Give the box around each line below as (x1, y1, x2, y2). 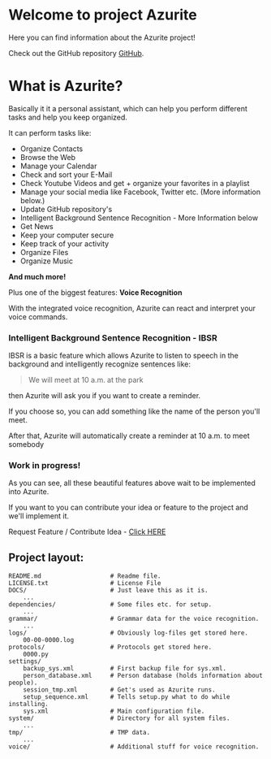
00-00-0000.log (23, 636, 75, 644)
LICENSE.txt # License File (8, 579, 161, 588)
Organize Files (19, 247, 69, 257)
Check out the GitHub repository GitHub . (8, 48, 144, 58)
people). (8, 679, 38, 687)
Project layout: (8, 550, 84, 564)
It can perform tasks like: (8, 128, 92, 137)
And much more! (8, 271, 67, 281)
